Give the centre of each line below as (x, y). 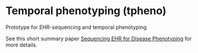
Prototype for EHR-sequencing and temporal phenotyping (76, 27)
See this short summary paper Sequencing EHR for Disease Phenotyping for (99, 38)
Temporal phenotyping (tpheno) (86, 11)
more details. (22, 45)
